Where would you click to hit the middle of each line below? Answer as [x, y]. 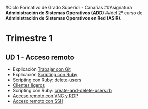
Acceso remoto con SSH [38, 101]
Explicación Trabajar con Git [42, 69]
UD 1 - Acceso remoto [40, 57]
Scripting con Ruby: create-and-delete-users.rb [62, 91]
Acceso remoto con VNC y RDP [45, 96]
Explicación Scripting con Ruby [45, 74]
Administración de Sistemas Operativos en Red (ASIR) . [63, 18]
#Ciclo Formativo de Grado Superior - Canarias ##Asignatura [69, 7]
